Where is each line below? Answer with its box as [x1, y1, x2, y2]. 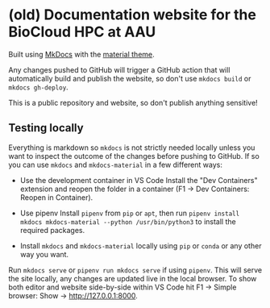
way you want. [19, 249, 69, 259]
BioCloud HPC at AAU [8, 23, 156, 41]
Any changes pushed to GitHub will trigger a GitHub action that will [8, 65, 231, 74]
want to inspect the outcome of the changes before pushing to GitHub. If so [8, 151, 260, 160]
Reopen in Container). [19, 192, 93, 202]
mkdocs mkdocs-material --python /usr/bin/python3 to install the [19, 216, 236, 227]
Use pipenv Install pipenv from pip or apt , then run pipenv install [19, 208, 240, 218]
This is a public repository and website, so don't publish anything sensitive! [8, 98, 258, 107]
